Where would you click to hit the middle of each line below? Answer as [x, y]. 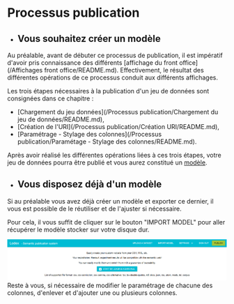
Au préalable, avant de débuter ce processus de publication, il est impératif [115, 55]
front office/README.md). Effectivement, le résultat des [124, 70]
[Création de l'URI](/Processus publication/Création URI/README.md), [118, 127]
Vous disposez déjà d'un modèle [89, 184]
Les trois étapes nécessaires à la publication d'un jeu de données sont [108, 91]
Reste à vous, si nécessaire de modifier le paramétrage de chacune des [110, 285]
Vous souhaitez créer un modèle [89, 39]
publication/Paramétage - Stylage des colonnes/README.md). [107, 142]
